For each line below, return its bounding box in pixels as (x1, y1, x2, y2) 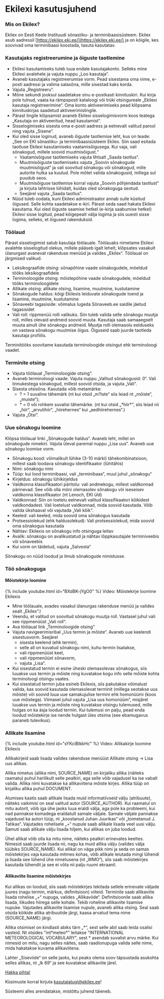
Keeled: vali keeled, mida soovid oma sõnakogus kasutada (12, 512, 130, 518)
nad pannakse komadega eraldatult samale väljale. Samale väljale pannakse (5, 811, 158, 817)
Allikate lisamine (5, 729, 46, 736)
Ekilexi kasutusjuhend (5, 3, 97, 15)
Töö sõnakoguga (5, 565, 46, 572)
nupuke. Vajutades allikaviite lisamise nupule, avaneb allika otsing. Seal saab (5, 905, 159, 910)
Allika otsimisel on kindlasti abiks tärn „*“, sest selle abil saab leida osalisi (5, 925, 153, 931)
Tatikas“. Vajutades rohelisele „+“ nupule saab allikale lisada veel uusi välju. (5, 821, 157, 827)
